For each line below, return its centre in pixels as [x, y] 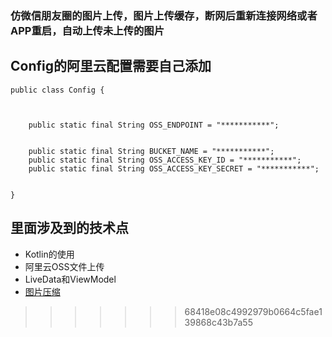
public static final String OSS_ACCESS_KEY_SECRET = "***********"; [174, 168]
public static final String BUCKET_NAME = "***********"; [151, 151]
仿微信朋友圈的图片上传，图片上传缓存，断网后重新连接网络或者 [164, 15]
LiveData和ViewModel [70, 279]
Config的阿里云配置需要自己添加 [111, 66]
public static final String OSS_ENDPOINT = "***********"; [154, 125]
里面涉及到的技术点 [69, 228]
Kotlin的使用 [49, 254]
